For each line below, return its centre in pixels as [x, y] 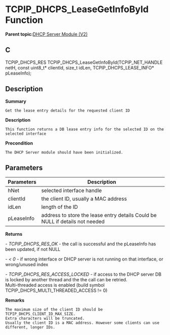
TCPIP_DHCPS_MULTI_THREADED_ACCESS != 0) [56, 290]
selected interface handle [72, 191]
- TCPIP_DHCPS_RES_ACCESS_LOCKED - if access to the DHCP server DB [83, 274]
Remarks [15, 301]
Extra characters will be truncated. [45, 319]
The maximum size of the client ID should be [54, 310]
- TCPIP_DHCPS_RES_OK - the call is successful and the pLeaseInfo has [81, 244]
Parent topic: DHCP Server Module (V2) [47, 34]
